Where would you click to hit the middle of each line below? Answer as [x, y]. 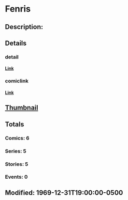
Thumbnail [22, 108]
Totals [14, 124]
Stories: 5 [17, 164]
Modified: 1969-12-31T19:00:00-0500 [64, 192]
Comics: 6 [17, 138]
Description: [24, 27]
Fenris [18, 9]
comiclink [17, 81]
